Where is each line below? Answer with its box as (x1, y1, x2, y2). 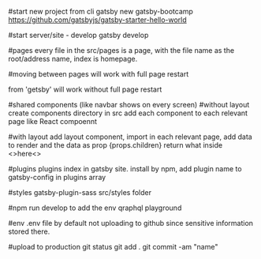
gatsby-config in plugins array (8, 173, 106, 182)
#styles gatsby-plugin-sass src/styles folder (8, 188, 152, 197)
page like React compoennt (8, 117, 97, 126)
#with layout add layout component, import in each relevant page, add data (8, 132, 252, 141)
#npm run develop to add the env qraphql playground (8, 203, 182, 212)
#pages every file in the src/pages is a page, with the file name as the (8, 46, 235, 54)
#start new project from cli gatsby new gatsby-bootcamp (8, 7, 193, 16)
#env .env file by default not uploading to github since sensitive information (8, 219, 254, 227)
